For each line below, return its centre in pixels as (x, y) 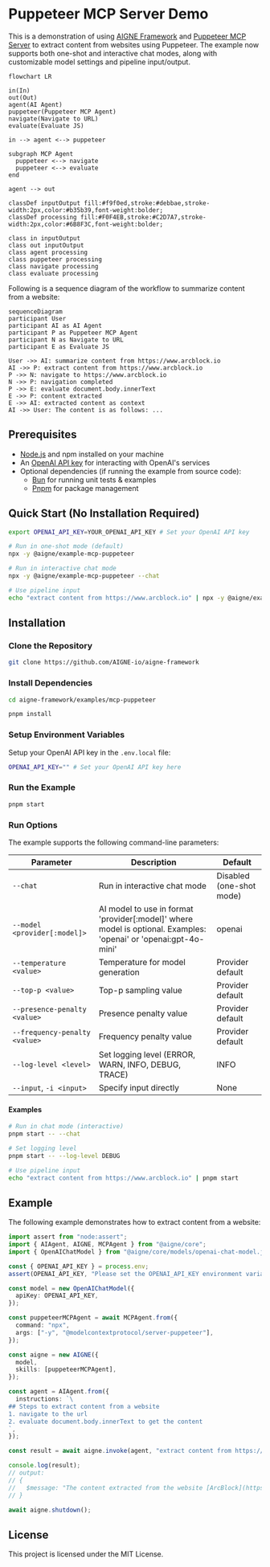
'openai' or (119, 939)
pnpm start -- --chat (45, 1134)
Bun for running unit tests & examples (94, 480)
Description (154, 862)
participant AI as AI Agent (55, 325)
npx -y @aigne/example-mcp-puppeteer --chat (84, 576)
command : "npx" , (43, 1326)
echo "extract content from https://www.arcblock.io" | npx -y (117, 598)
